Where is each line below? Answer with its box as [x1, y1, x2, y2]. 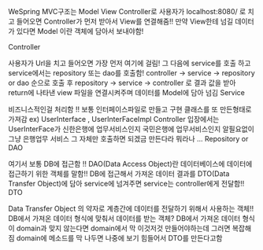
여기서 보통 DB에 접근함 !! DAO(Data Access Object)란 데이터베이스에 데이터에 [8, 160, 253, 168]
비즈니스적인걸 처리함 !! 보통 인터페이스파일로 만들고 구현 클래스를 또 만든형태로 [8, 105, 252, 114]
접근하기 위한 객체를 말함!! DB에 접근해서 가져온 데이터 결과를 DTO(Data [8, 169, 230, 178]
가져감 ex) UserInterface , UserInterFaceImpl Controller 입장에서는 [8, 115, 220, 123]
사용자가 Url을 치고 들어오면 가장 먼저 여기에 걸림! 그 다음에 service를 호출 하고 [8, 58, 251, 68]
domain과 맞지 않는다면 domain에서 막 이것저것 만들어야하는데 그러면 [16, 223, 231, 233]
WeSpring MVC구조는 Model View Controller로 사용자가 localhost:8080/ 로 [8, 7, 246, 16]
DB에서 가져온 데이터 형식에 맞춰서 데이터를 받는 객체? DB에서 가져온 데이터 [8, 214, 241, 222]
